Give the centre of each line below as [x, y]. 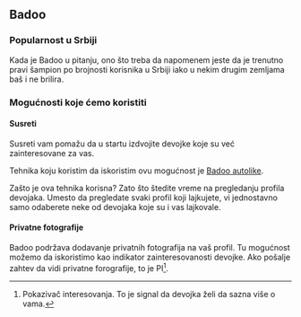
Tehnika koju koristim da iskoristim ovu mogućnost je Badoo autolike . [137, 171]
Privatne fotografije [47, 227]
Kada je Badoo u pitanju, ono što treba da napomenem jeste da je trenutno [146, 60]
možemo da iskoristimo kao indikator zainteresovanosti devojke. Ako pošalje [150, 257]
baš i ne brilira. [37, 79]
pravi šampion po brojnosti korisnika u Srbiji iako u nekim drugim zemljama [147, 69]
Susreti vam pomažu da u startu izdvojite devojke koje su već [122, 144]
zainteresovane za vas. [52, 153]
